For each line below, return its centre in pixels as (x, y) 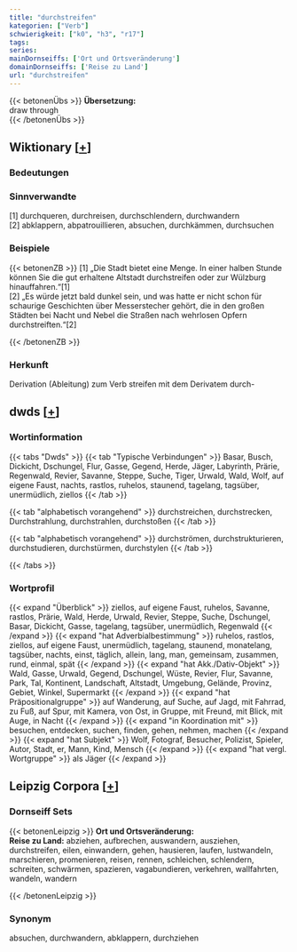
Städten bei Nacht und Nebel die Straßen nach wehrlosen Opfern (128, 315)
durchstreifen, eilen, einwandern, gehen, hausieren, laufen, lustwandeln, (141, 850)
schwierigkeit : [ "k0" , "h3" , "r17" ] (77, 34)
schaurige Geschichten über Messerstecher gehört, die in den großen (137, 305)
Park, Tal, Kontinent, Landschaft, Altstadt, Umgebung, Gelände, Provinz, (141, 683)
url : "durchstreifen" (49, 76)
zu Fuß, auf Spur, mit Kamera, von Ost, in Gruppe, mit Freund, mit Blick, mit (146, 711)
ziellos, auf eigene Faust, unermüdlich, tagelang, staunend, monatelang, (141, 644)
